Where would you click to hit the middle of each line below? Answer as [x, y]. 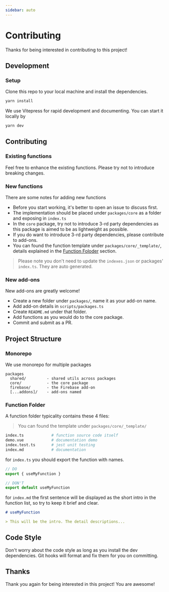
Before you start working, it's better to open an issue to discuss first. [85, 207]
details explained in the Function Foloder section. [65, 251]
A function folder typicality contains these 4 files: [57, 416]
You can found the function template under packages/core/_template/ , [87, 245]
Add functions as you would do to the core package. [68, 317]
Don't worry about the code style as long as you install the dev [71, 550]
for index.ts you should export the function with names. [65, 460]
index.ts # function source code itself [62, 435]
